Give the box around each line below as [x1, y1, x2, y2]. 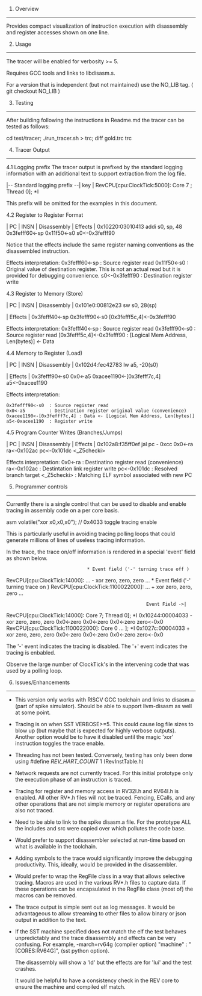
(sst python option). [61, 947, 110, 954]
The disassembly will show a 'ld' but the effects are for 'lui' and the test [14, 959, 192, 966]
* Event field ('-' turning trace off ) [87, 566, 189, 572]
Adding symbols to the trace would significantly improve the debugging [14, 854, 192, 862]
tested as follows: [6, 123, 50, 130]
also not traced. [14, 807, 54, 814]
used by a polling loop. [6, 667, 63, 674]
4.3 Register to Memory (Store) [6, 290, 83, 297]
